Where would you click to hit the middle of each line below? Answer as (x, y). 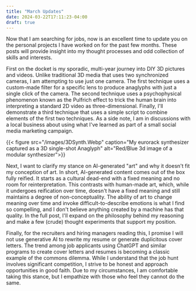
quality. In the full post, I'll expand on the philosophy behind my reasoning (95, 216)
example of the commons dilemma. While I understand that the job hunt (92, 258)
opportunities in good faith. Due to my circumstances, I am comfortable (92, 271)
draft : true (20, 22)
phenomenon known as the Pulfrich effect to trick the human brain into (91, 100)
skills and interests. (29, 58)
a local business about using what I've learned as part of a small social (91, 125)
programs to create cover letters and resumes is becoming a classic (88, 252)
